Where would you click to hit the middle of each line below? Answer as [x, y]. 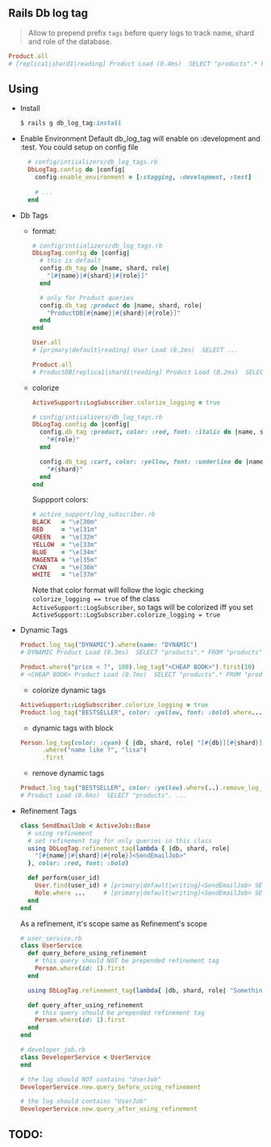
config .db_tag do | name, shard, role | [104, 269]
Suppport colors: [60, 500]
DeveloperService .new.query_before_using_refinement [110, 1087]
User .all [47, 343]
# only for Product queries [87, 298]
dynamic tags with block [73, 728]
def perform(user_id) [64, 878]
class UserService [51, 946]
